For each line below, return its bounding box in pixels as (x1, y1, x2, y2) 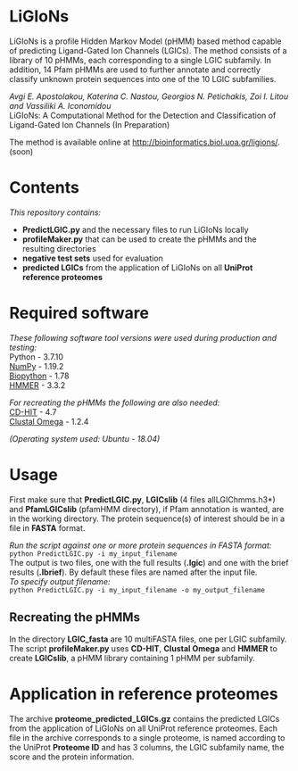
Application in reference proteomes (9, 684, 278, 704)
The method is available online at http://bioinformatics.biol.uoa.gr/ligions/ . (9, 137, 281, 147)
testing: (9, 342, 37, 352)
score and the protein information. (9, 751, 135, 762)
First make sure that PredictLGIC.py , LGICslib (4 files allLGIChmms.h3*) (9, 493, 277, 505)
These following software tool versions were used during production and (9, 332, 277, 343)
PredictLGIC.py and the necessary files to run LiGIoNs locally (21, 224, 249, 235)
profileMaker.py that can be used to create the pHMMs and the (21, 234, 257, 245)
